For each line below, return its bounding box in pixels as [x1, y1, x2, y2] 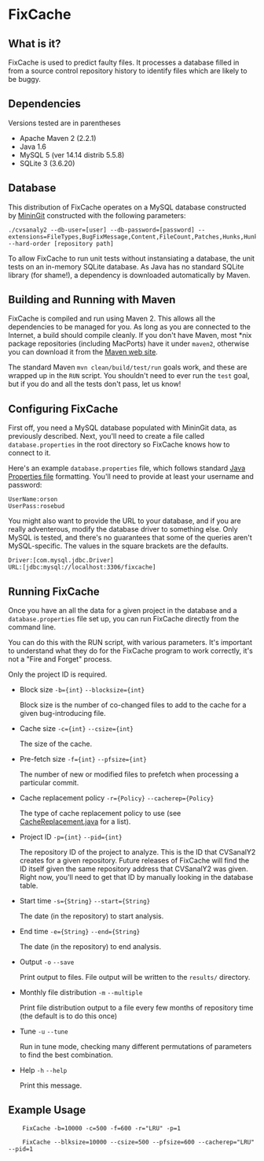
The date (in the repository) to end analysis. [19, 942, 162, 951]
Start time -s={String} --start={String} [19, 896, 151, 906]
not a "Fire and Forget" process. [8, 655, 112, 664]
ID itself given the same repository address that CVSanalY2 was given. [19, 864, 249, 874]
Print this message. [19, 1081, 82, 1090]
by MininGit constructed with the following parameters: [8, 210, 186, 220]
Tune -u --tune [19, 1026, 68, 1037]
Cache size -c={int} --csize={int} [19, 724, 134, 733]
